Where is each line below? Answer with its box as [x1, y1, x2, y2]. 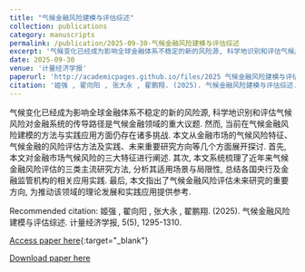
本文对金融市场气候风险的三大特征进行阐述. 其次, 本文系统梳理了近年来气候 [9, 151, 289, 163]
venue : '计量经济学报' [9, 64, 87, 73]
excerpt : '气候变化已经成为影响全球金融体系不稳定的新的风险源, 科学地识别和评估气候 [9, 47, 295, 56]
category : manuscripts [9, 30, 95, 39]
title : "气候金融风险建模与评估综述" [9, 13, 134, 23]
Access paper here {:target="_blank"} [9, 235, 149, 246]
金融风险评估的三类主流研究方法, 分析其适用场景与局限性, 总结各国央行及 [9, 163, 281, 174]
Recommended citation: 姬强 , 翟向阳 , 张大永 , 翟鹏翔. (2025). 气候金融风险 [9, 205, 290, 216]
